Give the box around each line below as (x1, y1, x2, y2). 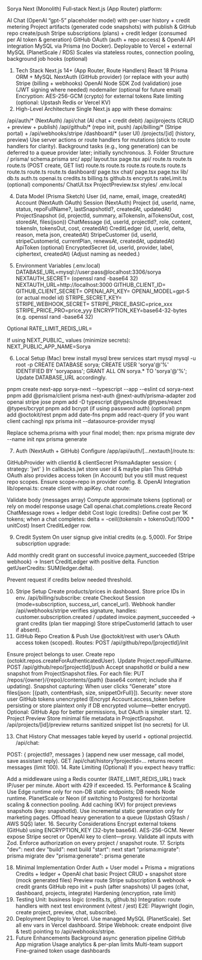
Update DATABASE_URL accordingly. (15, 374, 107, 381)
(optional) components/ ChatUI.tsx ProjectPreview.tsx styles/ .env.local (7, 181, 183, 188)
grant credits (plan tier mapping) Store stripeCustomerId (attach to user (15, 620, 193, 627)
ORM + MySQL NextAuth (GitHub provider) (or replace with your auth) (15, 74, 189, 80)
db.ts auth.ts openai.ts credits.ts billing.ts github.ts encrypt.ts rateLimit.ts (7, 175, 188, 181)
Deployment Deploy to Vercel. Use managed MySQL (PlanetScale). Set (15, 915, 191, 922)
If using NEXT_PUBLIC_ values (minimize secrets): (7, 337, 131, 344)
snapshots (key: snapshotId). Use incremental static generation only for (7, 808, 184, 814)
